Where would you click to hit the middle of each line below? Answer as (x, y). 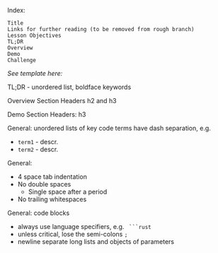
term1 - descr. (38, 142)
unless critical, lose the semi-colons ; (73, 234)
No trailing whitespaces (52, 199)
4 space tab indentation (52, 177)
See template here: (35, 73)
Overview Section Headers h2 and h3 (62, 101)
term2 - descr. (38, 149)
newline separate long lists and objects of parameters (96, 242)
